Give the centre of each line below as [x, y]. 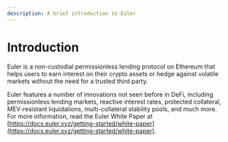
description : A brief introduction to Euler [72, 13]
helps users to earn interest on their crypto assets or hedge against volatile [113, 73]
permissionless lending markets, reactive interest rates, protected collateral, [114, 102]
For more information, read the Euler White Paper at [80, 116]
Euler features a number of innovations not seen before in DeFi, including [110, 94]
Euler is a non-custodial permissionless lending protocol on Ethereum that [111, 67]
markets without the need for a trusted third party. [78, 81]
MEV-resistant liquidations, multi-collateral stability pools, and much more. [112, 109]
